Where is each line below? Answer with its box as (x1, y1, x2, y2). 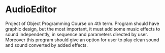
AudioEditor (5, 4, 57, 15)
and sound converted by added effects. (5, 42, 88, 48)
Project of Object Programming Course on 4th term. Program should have (5, 20, 159, 26)
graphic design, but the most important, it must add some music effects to (5, 25, 160, 32)
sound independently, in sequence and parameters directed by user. (5, 31, 148, 37)
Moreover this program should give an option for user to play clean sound (5, 37, 159, 43)
